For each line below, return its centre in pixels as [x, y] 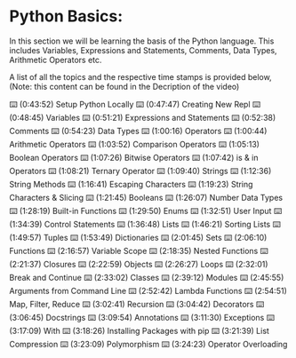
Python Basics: [66, 16]
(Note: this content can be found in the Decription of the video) [124, 86]
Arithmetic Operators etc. [56, 60]
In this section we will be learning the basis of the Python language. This [142, 41]
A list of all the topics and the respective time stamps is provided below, [141, 76]
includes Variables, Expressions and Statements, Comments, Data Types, [143, 50]
